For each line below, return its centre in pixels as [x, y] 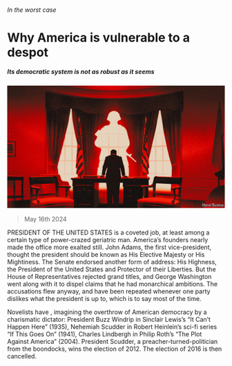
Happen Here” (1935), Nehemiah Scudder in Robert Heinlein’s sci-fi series [112, 327]
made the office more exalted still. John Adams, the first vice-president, [109, 247]
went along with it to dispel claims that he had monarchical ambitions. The [113, 284]
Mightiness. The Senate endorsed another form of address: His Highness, [112, 262]
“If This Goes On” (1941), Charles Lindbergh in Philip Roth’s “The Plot [105, 334]
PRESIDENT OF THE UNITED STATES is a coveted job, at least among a [108, 232]
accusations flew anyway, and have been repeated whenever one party [109, 291]
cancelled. [22, 356]
